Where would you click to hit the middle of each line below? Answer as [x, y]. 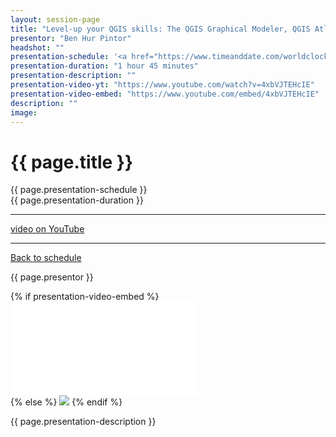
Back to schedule [46, 258]
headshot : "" [37, 47]
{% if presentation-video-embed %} [85, 297]
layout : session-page [55, 19]
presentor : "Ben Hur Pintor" [71, 38]
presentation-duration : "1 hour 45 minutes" [104, 66]
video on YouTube [47, 229]
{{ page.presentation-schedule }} [79, 190]
